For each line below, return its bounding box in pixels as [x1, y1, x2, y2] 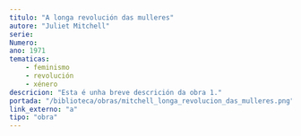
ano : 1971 [9, 47, 47, 55]
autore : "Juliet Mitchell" [9, 21, 110, 30]
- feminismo [25, 64, 70, 72]
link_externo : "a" [9, 105, 78, 114]
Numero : [9, 38, 39, 47]
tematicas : [9, 55, 50, 64]
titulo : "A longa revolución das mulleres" [9, 13, 175, 22]
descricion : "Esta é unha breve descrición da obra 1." [9, 88, 222, 97]
